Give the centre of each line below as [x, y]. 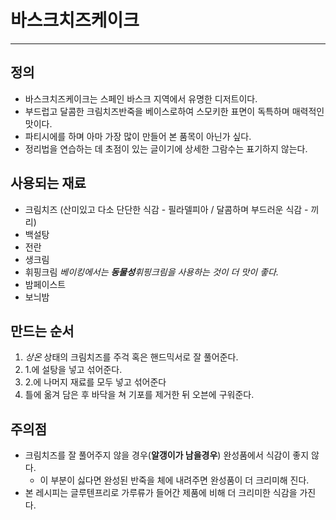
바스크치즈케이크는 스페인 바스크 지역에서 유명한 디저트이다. [141, 98]
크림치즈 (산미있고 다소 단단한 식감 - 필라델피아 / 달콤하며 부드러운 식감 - [166, 209]
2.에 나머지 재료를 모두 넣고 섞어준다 [95, 382]
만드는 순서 [42, 331]
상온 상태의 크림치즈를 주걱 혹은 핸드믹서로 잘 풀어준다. [131, 357]
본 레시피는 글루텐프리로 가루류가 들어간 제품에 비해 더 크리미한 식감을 [161, 493]
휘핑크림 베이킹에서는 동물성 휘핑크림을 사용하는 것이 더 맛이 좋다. [151, 272]
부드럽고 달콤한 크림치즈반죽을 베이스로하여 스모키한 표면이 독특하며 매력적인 [174, 111]
